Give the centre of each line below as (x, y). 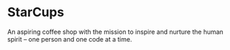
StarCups (36, 12)
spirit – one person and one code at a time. (70, 39)
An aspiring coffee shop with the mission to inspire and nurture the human (115, 32)
